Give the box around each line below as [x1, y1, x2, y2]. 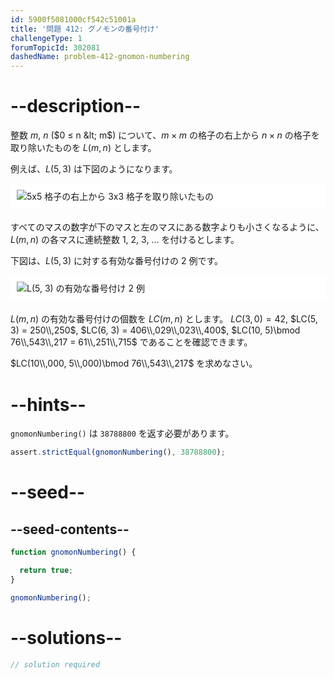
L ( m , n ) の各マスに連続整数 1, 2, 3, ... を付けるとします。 [10, 234, 240, 246]
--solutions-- [10, 626, 123, 649]
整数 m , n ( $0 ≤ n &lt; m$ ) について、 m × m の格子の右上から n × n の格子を [10, 129, 320, 141]
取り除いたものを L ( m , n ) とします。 [10, 142, 157, 154]
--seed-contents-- [10, 521, 130, 538]
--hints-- [10, 393, 87, 416]
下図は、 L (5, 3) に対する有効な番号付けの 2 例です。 [10, 255, 224, 267]
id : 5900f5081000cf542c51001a [10, 14, 137, 25]
